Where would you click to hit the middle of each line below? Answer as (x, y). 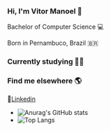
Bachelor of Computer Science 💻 (55, 27)
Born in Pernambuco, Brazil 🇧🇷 (53, 43)
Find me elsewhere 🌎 (45, 81)
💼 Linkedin (22, 99)
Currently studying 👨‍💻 (46, 62)
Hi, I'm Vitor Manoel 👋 (45, 11)
